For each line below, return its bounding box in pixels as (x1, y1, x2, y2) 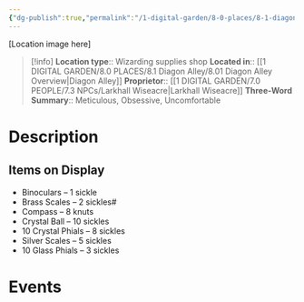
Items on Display (8, 163, 105, 178)
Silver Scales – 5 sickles (21, 235, 113, 246)
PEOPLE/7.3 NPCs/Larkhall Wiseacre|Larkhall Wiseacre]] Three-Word (30, 85, 292, 96)
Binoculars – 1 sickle (21, 186, 97, 197)
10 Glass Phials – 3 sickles (21, 245, 120, 256)
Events (8, 277, 63, 297)
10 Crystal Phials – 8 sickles (21, 225, 126, 237)
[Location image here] (8, 38, 92, 49)
